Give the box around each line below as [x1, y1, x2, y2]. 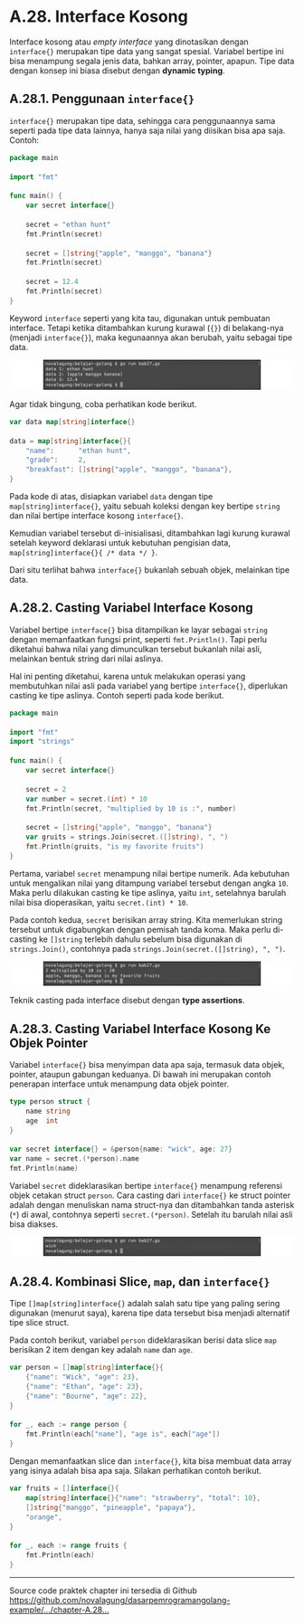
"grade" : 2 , [25, 455, 88, 465]
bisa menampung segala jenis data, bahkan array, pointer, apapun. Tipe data [9, 55, 295, 66]
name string [25, 1106, 71, 1116]
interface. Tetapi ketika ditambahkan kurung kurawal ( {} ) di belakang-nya [9, 322, 284, 333]
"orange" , [25, 1513, 63, 1522]
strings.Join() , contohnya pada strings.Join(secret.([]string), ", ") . [9, 943, 286, 954]
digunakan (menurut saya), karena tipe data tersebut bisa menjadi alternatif [9, 1307, 290, 1318]
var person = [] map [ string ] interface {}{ [9, 1363, 165, 1372]
